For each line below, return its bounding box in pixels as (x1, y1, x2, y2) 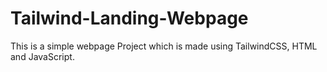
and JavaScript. (10, 50, 75, 62)
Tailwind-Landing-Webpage (10, 7, 249, 30)
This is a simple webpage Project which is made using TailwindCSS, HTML (10, 40, 318, 52)
